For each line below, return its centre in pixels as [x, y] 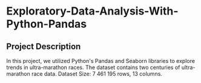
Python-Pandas [46, 24]
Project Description [44, 46]
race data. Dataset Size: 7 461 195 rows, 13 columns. [97, 74]
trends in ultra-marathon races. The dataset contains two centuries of [93, 67]
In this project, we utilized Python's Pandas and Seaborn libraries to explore [101, 61]
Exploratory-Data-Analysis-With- [92, 11]
